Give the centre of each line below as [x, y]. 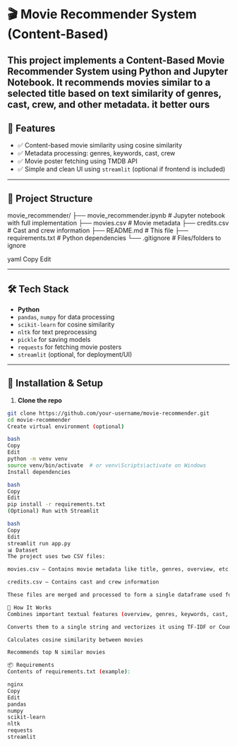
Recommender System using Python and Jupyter [118, 71]
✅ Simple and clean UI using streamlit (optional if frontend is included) [121, 169]
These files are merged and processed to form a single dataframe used [115, 595]
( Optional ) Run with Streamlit [53, 511]
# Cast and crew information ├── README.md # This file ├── [98, 230]
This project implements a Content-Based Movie [116, 60]
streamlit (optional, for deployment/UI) [75, 355]
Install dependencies [39, 472]
